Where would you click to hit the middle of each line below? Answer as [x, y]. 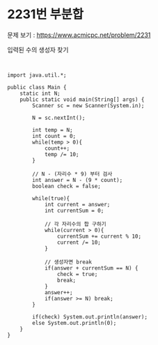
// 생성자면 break [68, 262]
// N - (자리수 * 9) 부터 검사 [72, 174]
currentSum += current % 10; [99, 236]
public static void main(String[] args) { [82, 99]
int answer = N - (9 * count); [78, 180]
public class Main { [37, 87]
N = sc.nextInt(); [59, 118]
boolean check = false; [66, 186]
